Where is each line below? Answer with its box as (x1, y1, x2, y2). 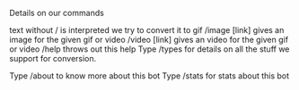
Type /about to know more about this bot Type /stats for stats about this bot (9, 70, 290, 81)
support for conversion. (9, 53, 97, 63)
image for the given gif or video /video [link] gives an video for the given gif (9, 35, 289, 45)
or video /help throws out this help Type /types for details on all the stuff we (9, 44, 290, 54)
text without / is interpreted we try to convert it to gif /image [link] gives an (9, 25, 285, 35)
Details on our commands (9, 8, 105, 18)
